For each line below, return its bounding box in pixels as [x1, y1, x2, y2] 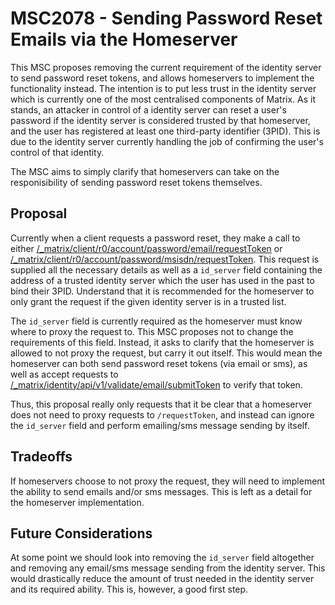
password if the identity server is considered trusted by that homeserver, [10, 114, 311, 126]
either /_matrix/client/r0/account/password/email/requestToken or [10, 242, 283, 254]
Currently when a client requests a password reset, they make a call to [10, 232, 301, 244]
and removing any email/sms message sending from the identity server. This [10, 562, 326, 574]
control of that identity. [10, 146, 105, 158]
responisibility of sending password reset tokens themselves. [10, 176, 263, 188]
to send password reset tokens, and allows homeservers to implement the [10, 72, 315, 84]
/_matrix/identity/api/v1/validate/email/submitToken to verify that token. [10, 378, 303, 391]
